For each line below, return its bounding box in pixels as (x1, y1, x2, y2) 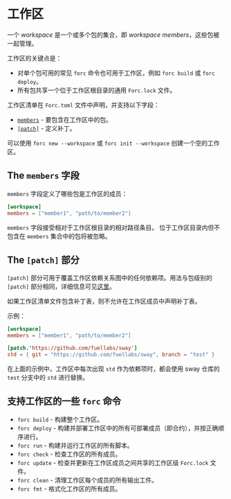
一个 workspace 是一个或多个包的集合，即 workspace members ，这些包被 (7, 30, 220, 39)
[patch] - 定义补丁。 (17, 124, 76, 132)
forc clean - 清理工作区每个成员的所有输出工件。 (17, 475, 158, 484)
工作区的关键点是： (7, 53, 62, 62)
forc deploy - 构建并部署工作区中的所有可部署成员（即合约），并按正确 (17, 423, 219, 432)
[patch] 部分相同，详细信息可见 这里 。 (7, 282, 116, 291)
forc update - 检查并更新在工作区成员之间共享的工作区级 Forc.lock (17, 458, 209, 466)
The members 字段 (7, 170, 80, 182)
